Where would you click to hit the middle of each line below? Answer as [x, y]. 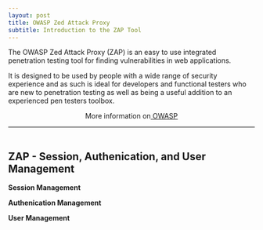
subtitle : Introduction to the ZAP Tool [75, 30]
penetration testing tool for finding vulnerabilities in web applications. [120, 60]
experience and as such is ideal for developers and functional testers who [127, 84]
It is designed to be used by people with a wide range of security [113, 76]
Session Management [44, 188]
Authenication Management [55, 203]
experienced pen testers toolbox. [61, 101]
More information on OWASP [131, 116]
